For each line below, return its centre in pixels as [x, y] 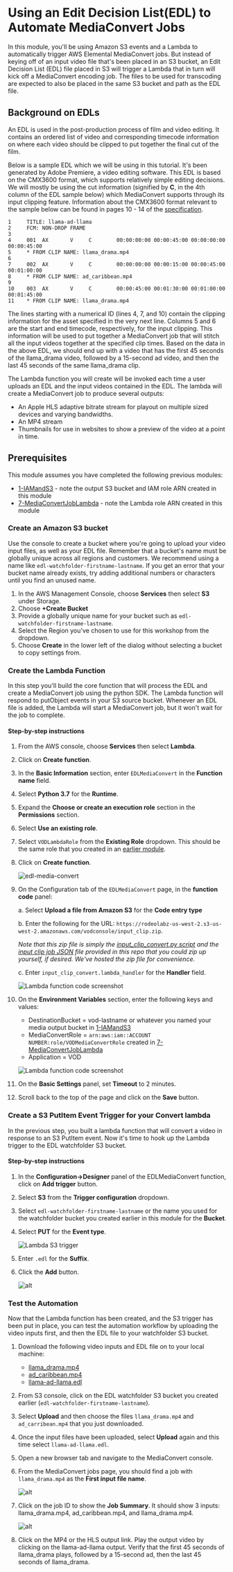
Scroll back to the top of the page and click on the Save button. [109, 1098]
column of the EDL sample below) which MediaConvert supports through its [116, 194]
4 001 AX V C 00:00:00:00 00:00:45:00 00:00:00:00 [117, 240]
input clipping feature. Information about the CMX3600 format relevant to [113, 202]
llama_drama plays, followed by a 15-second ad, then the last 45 [110, 1555]
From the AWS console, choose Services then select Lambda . [107, 746]
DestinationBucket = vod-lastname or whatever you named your [120, 1020]
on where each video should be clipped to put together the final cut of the [113, 144]
